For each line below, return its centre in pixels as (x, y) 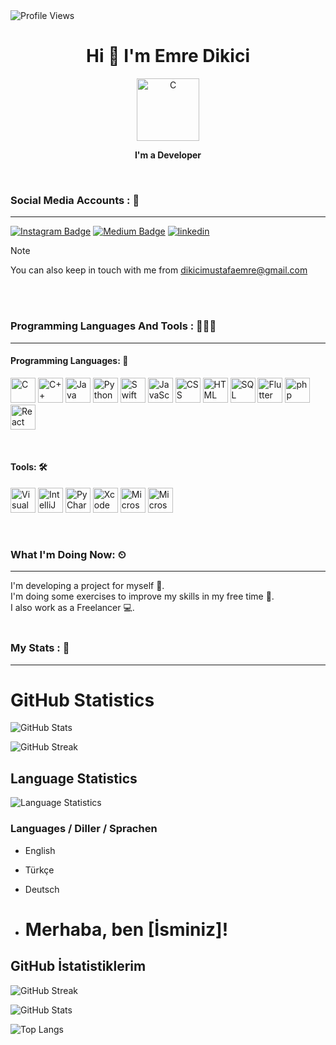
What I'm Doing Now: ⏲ (68, 554)
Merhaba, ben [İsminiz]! (126, 929)
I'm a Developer (168, 155)
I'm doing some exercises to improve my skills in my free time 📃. (142, 596)
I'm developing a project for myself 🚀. (87, 586)
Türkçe (39, 870)
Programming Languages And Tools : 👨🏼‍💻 (113, 326)
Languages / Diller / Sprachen (84, 829)
